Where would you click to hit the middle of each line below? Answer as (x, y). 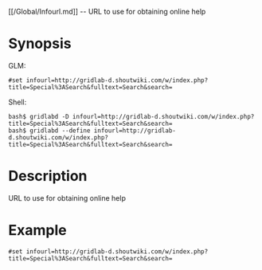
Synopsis (40, 44)
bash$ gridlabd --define (49, 131)
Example (37, 231)
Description (48, 176)
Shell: (18, 102)
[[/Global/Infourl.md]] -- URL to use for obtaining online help (107, 12)
